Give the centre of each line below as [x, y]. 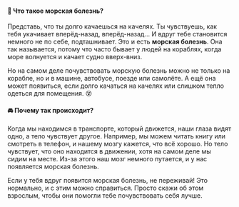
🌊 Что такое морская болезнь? [56, 11]
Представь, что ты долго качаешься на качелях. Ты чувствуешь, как [112, 26]
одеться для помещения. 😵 [50, 94]
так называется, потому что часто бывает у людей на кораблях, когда [115, 49]
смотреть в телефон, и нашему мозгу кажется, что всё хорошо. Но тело [118, 144]
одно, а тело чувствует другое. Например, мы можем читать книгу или [117, 136]
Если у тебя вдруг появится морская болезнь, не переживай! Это [108, 181]
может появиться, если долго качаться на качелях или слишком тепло [116, 86]
